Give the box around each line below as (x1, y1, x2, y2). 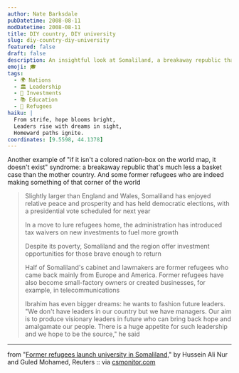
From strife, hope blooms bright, (14, 116, 116, 123)
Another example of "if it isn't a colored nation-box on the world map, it (7, 156, 216, 164)
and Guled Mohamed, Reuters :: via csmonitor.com (7, 358, 156, 367)
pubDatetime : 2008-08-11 (7, 17, 81, 24)
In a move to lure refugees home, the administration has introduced (24, 221, 223, 229)
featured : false (7, 43, 55, 50)
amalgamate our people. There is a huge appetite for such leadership (24, 323, 228, 331)
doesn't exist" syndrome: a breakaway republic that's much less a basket (7, 163, 222, 171)
